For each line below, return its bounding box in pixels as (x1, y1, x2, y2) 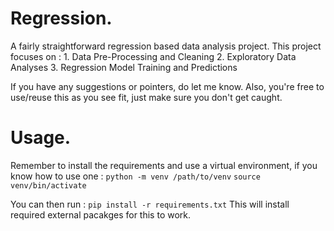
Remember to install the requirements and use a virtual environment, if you (10, 159, 318, 171)
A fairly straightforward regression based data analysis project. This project (10, 40, 322, 52)
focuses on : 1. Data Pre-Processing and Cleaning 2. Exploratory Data (10, 50, 297, 62)
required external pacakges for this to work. (10, 208, 192, 221)
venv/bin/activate (10, 180, 87, 191)
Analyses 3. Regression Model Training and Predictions (10, 61, 238, 73)
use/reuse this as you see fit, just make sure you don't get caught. (10, 91, 283, 103)
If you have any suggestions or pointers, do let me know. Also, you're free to (10, 80, 325, 92)
